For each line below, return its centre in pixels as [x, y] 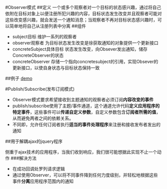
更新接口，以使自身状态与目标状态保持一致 [56, 68]
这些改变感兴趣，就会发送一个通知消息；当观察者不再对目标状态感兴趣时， [81, 20]
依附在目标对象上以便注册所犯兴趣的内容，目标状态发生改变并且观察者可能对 [83, 13]
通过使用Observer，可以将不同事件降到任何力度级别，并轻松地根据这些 [85, 175]
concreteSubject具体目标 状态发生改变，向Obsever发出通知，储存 [80, 49]
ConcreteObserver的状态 [38, 55]
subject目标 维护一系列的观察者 [44, 37]
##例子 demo [19, 78]
